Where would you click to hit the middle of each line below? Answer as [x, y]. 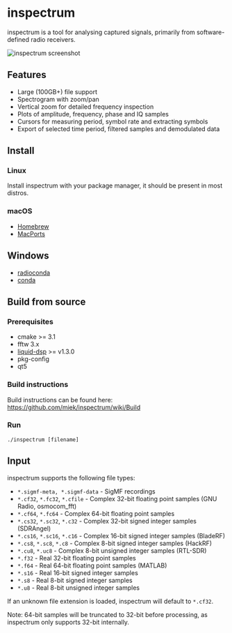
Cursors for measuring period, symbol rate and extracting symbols [113, 121]
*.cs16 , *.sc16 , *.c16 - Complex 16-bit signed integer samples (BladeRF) [121, 535]
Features [27, 75]
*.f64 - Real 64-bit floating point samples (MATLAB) [92, 565]
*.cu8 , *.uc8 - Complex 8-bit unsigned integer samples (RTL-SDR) [112, 550]
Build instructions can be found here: [60, 399]
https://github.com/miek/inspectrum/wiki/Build [74, 407]
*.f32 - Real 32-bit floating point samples [77, 558]
